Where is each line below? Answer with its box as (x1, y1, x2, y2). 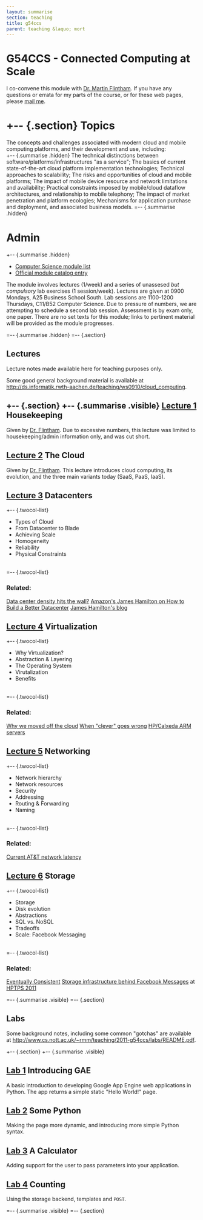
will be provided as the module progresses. (6, 319, 114, 327)
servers (6, 728, 25, 736)
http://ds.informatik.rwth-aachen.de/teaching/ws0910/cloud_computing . (6, 383, 187, 390)
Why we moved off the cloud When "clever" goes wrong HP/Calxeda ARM (6, 722, 192, 729)
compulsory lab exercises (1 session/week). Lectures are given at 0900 (6, 287, 184, 295)
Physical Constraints (15, 550, 67, 558)
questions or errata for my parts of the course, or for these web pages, (6, 92, 184, 99)
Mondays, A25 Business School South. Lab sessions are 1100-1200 (6, 294, 174, 301)
